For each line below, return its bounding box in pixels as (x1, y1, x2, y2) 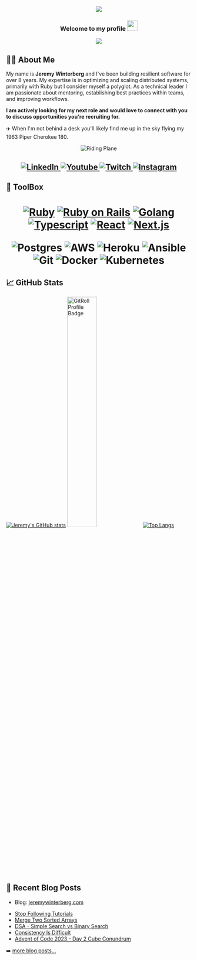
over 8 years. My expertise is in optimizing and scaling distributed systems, (6, 77, 189, 84)
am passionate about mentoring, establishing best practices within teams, (6, 89, 185, 96)
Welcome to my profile (59, 24, 126, 32)
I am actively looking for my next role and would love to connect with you (6, 107, 188, 114)
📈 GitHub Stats (6, 277, 64, 288)
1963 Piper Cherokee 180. (6, 133, 69, 141)
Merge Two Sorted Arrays (14, 916, 78, 923)
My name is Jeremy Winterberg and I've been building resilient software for (6, 70, 191, 77)
